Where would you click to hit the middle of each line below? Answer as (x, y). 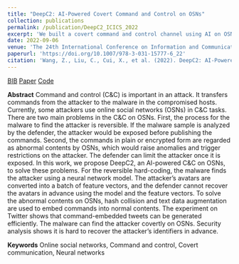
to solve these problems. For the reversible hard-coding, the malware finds (117, 170)
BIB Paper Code (31, 81)
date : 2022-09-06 (33, 41)
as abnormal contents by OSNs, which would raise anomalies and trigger (114, 148)
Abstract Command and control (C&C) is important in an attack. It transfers (118, 94)
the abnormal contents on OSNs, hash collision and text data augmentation (117, 200)
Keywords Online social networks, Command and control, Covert (103, 245)
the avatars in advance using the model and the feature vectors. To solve (115, 193)
